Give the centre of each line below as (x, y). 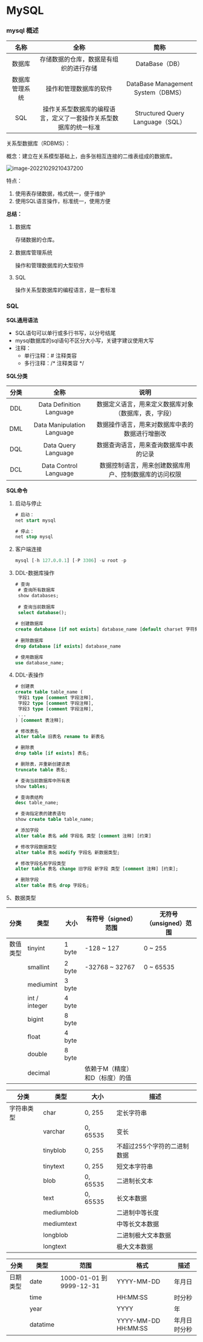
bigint (36, 1019)
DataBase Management (160, 84)
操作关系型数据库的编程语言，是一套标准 (65, 290)
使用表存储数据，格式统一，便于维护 (60, 193)
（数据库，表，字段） (145, 413)
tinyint (36, 948)
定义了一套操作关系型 (82, 118)
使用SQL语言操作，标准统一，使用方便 (63, 201)
